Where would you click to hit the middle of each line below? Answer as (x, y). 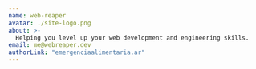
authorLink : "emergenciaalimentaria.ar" (77, 52)
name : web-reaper (37, 15)
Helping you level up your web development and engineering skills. (132, 38)
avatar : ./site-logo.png (50, 23)
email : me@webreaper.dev (50, 45)
